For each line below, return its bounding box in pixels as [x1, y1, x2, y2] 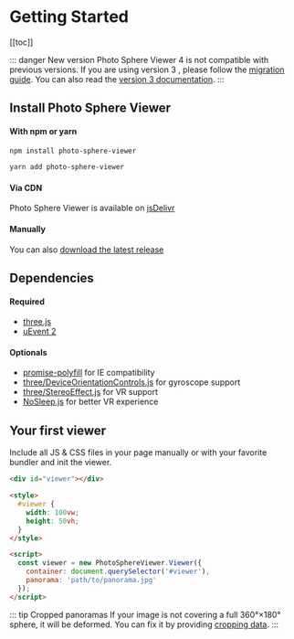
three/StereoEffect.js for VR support [22, 387, 158, 398]
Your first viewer [9, 422, 107, 438]
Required [9, 295, 46, 307]
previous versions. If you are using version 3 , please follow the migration [9, 64, 285, 75]
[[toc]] [9, 37, 34, 48]
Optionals [9, 346, 47, 357]
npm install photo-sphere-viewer [9, 146, 137, 155]
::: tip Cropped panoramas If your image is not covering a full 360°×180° [9, 609, 281, 620]
